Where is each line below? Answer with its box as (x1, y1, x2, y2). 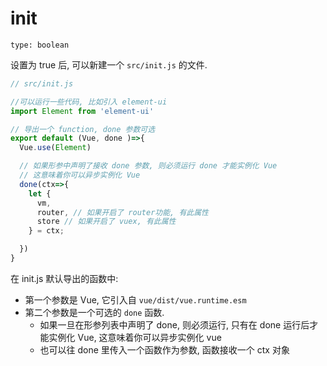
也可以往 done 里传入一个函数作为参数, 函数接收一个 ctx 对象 (39, 343, 290, 356)
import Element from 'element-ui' (10, 106, 155, 116)
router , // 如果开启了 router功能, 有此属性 (36, 207, 209, 217)
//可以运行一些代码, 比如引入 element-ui (10, 97, 168, 107)
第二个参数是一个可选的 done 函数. (24, 306, 165, 318)
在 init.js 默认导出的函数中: (10, 272, 119, 284)
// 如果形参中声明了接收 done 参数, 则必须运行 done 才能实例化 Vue (19, 161, 278, 171)
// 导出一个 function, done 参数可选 (10, 124, 156, 134)
